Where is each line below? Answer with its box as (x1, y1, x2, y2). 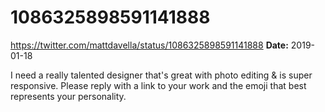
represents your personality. (10, 90, 127, 102)
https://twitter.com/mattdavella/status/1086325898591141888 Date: (10, 39, 289, 51)
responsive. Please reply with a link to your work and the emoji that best (10, 79, 307, 91)
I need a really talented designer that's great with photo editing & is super (10, 69, 313, 81)
